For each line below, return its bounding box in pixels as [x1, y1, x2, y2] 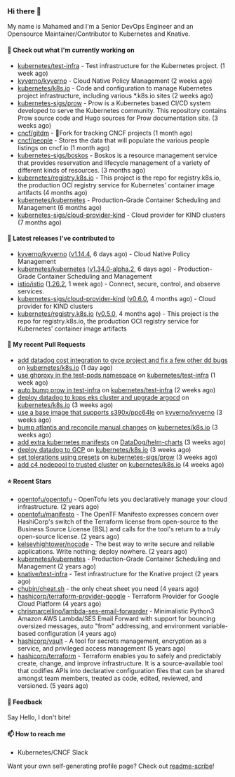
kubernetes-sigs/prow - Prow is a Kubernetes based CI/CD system [17, 98, 211, 107]
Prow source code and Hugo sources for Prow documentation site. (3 [17, 114, 219, 122]
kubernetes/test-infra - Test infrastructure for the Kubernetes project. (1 [17, 61, 226, 69]
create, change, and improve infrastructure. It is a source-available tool [17, 659, 223, 668]
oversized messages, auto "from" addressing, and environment [17, 622, 201, 630]
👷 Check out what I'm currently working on [7, 46, 135, 54]
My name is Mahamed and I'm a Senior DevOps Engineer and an [7, 22, 194, 31]
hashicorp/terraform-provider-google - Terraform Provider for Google [17, 592, 220, 601]
